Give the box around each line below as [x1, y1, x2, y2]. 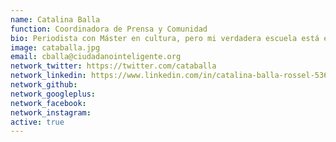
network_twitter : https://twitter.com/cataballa [10, 61, 217, 71]
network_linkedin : [10, 71, 87, 81]
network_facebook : [10, 98, 87, 108]
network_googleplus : [10, 89, 97, 99]
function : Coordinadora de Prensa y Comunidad [10, 24, 208, 34]
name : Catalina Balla [10, 14, 101, 25]
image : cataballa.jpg [10, 42, 101, 53]
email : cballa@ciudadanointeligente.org [10, 52, 182, 62]
